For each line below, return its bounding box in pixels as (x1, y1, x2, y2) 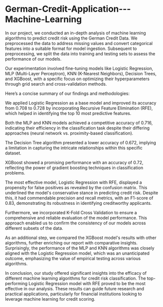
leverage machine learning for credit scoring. (5, 296, 96, 302)
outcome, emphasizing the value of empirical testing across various (5, 255, 141, 261)
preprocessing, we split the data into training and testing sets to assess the (5, 50, 156, 57)
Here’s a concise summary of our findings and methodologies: (5, 90, 130, 96)
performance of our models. (5, 56, 62, 62)
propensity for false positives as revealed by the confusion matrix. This (5, 184, 147, 190)
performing (5, 280, 28, 286)
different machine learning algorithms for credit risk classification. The (5, 275, 146, 281)
